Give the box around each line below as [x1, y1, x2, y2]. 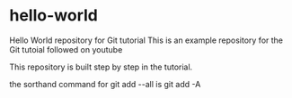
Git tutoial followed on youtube [9, 44, 123, 54]
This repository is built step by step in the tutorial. [9, 61, 193, 72]
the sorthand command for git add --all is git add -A [9, 78, 201, 89]
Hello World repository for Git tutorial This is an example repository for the [9, 35, 284, 45]
